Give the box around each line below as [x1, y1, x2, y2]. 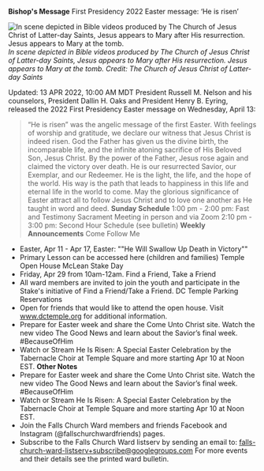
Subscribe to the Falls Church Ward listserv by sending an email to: [19, 438, 238, 447]
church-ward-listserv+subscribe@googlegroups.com [19, 446, 193, 455]
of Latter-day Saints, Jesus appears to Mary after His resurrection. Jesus [8, 55, 247, 65]
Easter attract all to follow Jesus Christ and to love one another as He [27, 195, 253, 205]
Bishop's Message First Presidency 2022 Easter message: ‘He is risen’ [8, 7, 239, 16]
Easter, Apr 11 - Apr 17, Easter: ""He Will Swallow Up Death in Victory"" [19, 244, 248, 254]
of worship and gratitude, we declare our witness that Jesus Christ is [27, 128, 251, 138]
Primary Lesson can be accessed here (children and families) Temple [19, 253, 245, 262]
